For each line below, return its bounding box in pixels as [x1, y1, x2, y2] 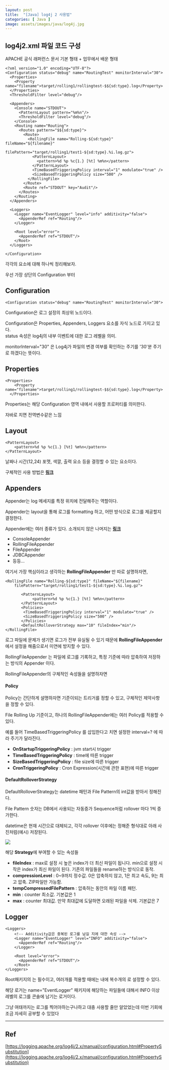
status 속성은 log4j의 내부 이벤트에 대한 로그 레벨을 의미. [5, 333, 117, 339]
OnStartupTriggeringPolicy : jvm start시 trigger [12, 746, 112, 752]
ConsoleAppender [12, 536, 50, 542]
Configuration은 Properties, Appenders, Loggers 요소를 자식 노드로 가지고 [5, 320, 155, 326]
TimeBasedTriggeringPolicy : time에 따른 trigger [12, 752, 114, 758]
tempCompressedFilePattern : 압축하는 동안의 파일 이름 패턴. [12, 885, 137, 891]
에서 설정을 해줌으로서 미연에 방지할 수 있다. [5, 643, 92, 649]
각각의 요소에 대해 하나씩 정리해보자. [5, 261, 76, 267]
